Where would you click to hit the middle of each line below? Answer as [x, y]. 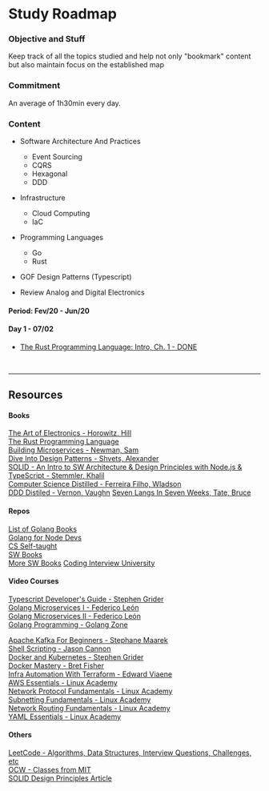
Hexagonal [50, 174]
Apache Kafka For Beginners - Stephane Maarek [88, 640]
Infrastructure [42, 198]
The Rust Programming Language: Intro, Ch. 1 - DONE [108, 347]
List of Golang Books [43, 528]
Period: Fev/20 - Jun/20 [49, 311]
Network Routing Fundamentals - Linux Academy [89, 708]
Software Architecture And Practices [80, 142]
